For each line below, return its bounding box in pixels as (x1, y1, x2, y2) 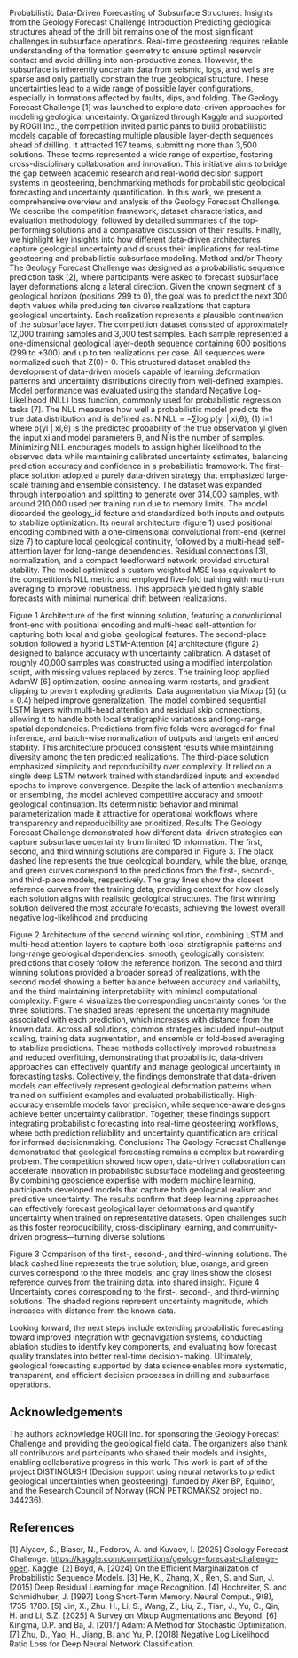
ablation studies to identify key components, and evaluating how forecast (9, 1342, 277, 1351)
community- (232, 1222, 278, 1232)
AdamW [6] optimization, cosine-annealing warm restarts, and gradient (9, 676, 269, 687)
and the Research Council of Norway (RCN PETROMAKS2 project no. (9, 1485, 262, 1495)
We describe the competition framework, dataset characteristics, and (9, 206, 263, 216)
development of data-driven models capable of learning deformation (9, 366, 260, 377)
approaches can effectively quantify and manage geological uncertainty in (9, 1062, 281, 1072)
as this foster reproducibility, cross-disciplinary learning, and (9, 1222, 231, 1232)
